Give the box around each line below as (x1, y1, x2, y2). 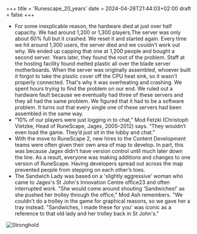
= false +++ (6, 11, 35, 18)
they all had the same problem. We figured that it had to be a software (14, 98, 184, 105)
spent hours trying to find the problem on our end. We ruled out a (14, 85, 173, 92)
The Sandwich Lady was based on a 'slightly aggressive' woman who (14, 173, 183, 179)
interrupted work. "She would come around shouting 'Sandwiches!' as (14, 185, 185, 192)
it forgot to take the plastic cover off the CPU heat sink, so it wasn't (14, 73, 178, 79)
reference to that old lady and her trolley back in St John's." (14, 210, 159, 217)
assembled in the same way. (14, 110, 84, 117)
